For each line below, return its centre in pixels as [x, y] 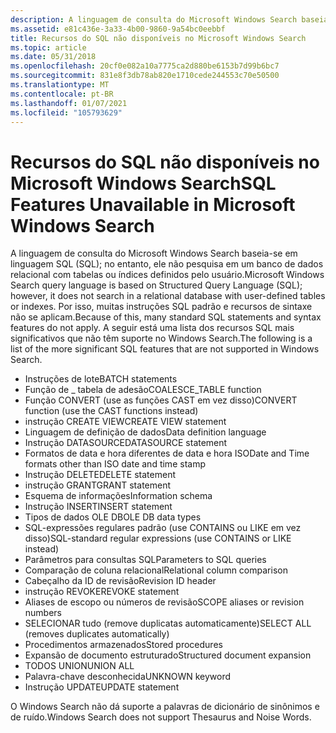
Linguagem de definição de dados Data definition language [145, 432]
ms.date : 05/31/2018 [53, 57]
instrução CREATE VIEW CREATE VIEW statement [125, 422]
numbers [43, 613]
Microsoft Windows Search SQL [143, 183]
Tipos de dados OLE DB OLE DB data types [113, 517]
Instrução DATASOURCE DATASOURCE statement [126, 443]
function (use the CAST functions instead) [111, 411]
